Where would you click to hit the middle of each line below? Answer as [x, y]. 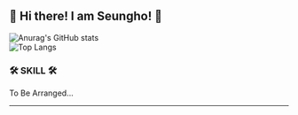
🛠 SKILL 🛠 [33, 70]
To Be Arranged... [41, 93]
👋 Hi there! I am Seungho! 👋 [86, 16]
